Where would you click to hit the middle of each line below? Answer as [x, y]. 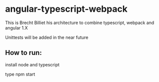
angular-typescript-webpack [66, 9]
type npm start [20, 74]
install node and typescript [32, 64]
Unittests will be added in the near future [47, 37]
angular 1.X [17, 27]
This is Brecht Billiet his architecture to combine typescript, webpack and [80, 23]
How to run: [24, 53]
